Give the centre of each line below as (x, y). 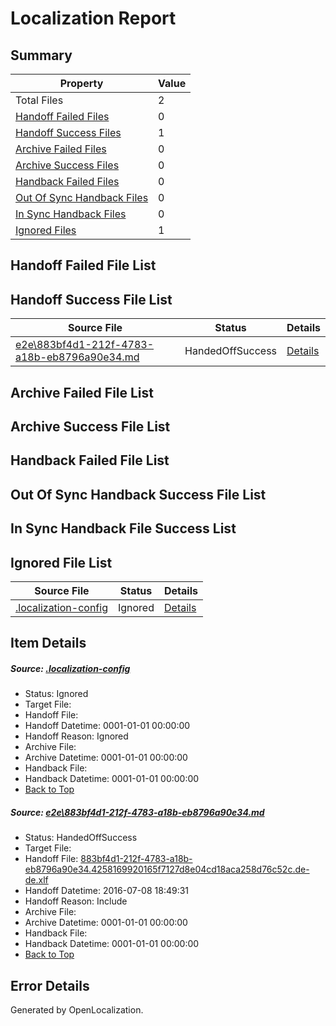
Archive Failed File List (82, 392)
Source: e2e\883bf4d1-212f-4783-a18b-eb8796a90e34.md (137, 812)
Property (81, 83)
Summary (41, 55)
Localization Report (93, 18)
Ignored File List (61, 562)
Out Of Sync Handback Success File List (138, 494)
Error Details (50, 985)
